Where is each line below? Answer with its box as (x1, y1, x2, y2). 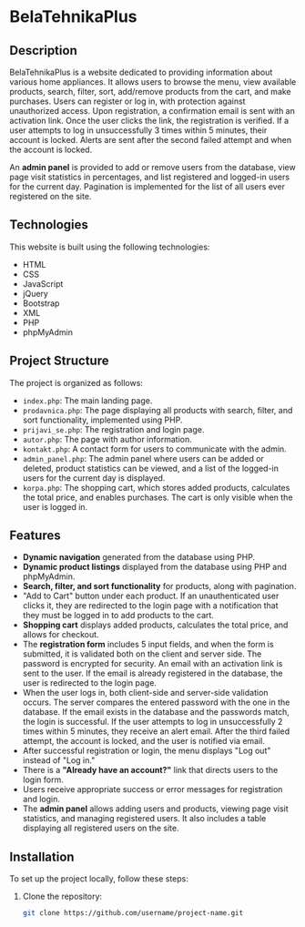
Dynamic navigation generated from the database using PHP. (22, 552, 256, 563)
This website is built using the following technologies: (9, 241, 210, 252)
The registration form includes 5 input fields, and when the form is (22, 639, 275, 650)
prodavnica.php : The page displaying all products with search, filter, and (22, 404, 293, 415)
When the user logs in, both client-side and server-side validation (22, 688, 269, 698)
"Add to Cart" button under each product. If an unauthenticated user (22, 590, 280, 602)
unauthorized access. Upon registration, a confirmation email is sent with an (9, 106, 296, 116)
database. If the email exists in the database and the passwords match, (22, 707, 290, 718)
